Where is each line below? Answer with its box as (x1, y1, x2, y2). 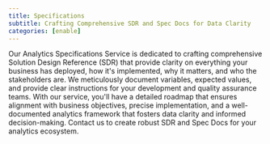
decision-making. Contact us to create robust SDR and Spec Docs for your (8, 118, 257, 128)
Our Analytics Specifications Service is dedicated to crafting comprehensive (8, 49, 263, 59)
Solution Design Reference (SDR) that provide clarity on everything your (8, 57, 248, 67)
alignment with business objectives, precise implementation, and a (8, 100, 230, 110)
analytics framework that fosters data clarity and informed (52, 109, 247, 119)
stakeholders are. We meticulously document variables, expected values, (8, 74, 252, 85)
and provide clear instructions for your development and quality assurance (8, 83, 257, 93)
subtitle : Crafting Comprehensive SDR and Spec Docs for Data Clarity (8, 19, 251, 28)
